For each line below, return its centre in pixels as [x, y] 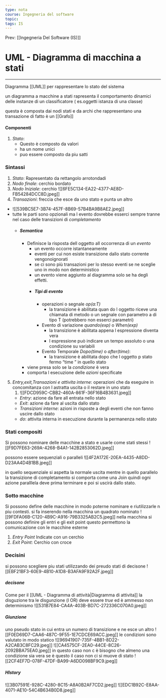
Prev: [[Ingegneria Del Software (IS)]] [43, 38]
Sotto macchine [24, 495]
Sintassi [15, 168]
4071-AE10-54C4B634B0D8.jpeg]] [40, 690]
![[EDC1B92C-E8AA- [139, 685]
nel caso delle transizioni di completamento [57, 219]
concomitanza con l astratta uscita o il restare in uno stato [71, 387]
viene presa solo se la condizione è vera [68, 367]
